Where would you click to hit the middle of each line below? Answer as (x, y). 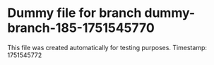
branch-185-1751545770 (81, 28)
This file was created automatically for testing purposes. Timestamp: (107, 47)
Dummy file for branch (75, 13)
